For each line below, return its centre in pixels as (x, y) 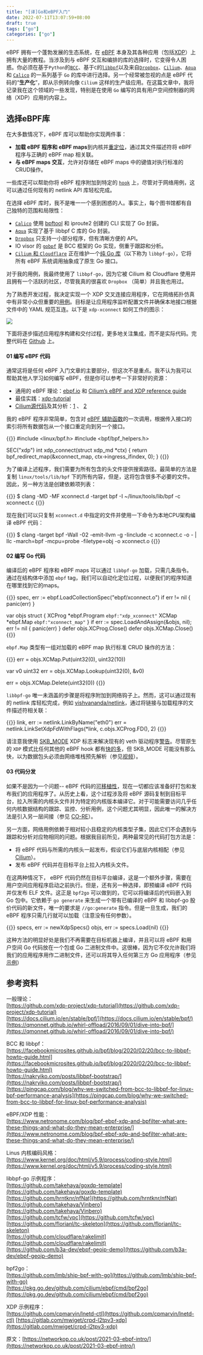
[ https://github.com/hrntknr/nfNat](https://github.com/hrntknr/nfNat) (92, 1198)
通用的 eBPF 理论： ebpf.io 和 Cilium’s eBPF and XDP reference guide (101, 391)
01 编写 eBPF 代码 (28, 356)
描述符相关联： (30, 710)
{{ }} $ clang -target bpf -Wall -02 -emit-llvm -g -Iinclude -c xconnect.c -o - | (101, 535)
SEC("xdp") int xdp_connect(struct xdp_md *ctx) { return (77, 450)
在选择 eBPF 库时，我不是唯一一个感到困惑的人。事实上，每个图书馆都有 (96, 202)
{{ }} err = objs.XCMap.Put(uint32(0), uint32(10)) (66, 660)
